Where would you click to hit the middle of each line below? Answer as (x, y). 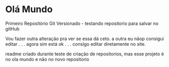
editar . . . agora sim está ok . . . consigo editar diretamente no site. (76, 44)
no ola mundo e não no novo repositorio (47, 59)
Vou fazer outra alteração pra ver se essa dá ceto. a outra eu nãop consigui (85, 39)
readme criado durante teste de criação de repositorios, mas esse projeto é (85, 54)
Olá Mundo (29, 9)
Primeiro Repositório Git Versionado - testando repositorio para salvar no (82, 23)
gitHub (12, 28)
